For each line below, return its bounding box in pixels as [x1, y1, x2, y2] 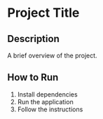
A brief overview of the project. [7, 51, 97, 59]
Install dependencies [17, 90, 78, 99]
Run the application [17, 97, 74, 106]
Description [7, 33, 60, 45]
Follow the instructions [17, 105, 83, 113]
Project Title [7, 5, 80, 21]
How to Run [7, 71, 59, 83]
